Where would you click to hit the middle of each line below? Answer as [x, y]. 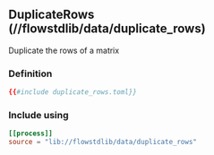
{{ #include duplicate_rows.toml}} [73, 92]
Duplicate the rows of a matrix [64, 50]
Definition [30, 73]
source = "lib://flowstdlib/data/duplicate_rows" [103, 142]
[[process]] [30, 133]
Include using [39, 115]
